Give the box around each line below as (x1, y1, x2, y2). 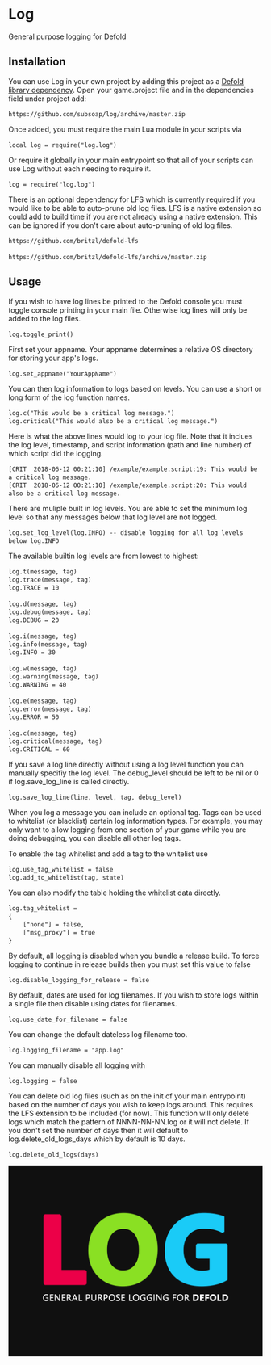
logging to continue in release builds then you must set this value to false (8, 959, 252, 969)
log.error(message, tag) (8, 704, 92, 713)
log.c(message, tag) (8, 729, 78, 737)
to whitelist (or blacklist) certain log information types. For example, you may (8, 816, 263, 825)
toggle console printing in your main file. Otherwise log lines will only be (8, 304, 248, 315)
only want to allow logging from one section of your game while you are (8, 825, 247, 834)
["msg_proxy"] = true (23, 928, 95, 937)
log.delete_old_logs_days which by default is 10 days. (8, 1134, 186, 1144)
